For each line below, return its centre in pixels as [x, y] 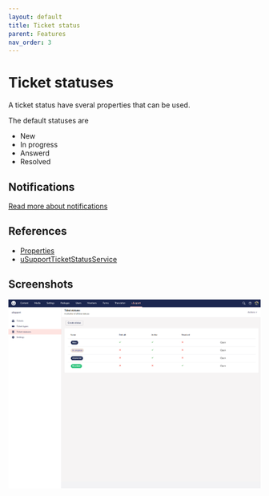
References [38, 231]
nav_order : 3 [30, 42]
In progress [39, 145]
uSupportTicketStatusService [68, 259]
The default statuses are [49, 121]
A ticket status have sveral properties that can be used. [99, 105]
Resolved [35, 162]
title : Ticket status [44, 25]
